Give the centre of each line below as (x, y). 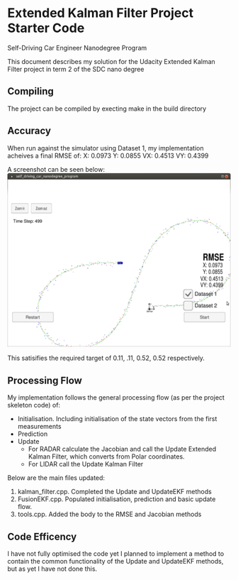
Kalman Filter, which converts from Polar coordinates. (107, 456)
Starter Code (46, 28)
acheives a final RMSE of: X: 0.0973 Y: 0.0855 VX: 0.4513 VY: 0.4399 (108, 155)
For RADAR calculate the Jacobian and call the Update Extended (122, 449)
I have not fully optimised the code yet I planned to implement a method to (116, 553)
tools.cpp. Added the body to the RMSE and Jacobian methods (109, 514)
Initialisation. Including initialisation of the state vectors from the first (117, 419)
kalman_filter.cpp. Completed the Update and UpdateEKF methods (115, 492)
